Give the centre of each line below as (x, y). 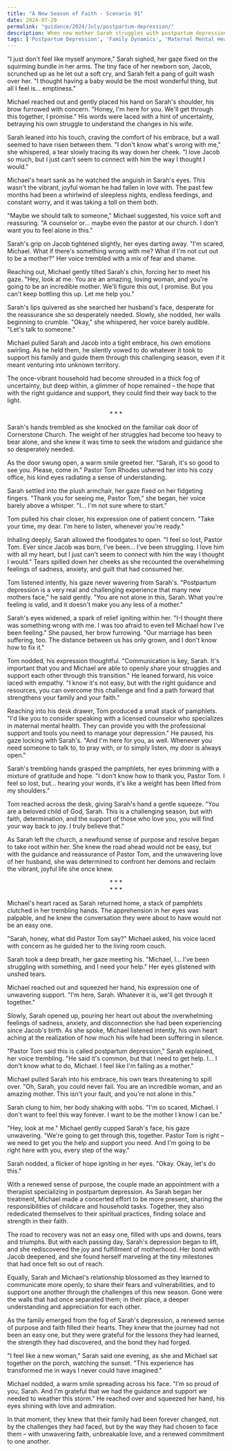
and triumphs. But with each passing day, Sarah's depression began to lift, (113, 1242)
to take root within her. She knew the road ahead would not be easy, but (109, 847)
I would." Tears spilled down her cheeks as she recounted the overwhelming (116, 562)
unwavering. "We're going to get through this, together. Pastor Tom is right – (116, 1135)
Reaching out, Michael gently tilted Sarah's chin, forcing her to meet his (109, 272)
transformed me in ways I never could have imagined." (85, 1371)
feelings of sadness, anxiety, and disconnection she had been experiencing (115, 1023)
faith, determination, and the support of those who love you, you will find (110, 819)
